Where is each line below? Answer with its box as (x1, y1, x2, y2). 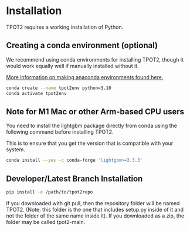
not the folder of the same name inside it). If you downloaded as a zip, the (6, 212, 185, 219)
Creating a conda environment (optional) (6, 40, 158, 50)
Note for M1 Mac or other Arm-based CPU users (6, 107, 185, 117)
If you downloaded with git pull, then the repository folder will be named (6, 199, 180, 206)
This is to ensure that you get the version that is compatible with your (6, 140, 174, 147)
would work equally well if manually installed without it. (6, 62, 139, 69)
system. (6, 146, 25, 153)
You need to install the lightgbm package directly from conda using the (6, 122, 178, 130)
